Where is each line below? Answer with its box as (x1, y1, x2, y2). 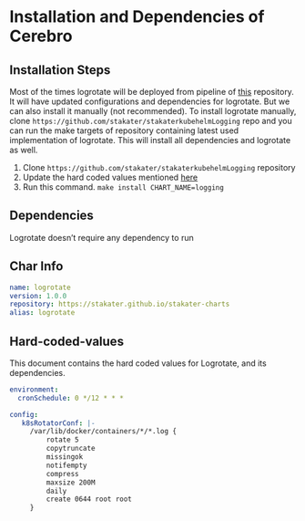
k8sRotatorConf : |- (21, 418, 96, 428)
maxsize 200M (46, 477, 96, 487)
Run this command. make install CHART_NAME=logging (22, 182, 225, 193)
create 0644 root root (46, 495, 132, 504)
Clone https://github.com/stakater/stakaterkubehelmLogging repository (22, 162, 296, 172)
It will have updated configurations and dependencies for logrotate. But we (9, 96, 290, 107)
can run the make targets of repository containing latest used (9, 125, 239, 136)
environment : (9, 385, 59, 394)
